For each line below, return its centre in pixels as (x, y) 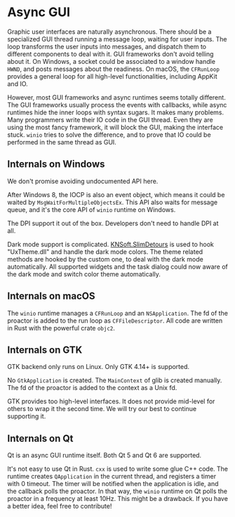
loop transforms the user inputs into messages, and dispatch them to (107, 46)
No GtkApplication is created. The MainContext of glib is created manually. (115, 380)
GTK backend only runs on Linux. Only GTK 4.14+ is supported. (99, 367)
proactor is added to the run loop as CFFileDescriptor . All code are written (115, 321)
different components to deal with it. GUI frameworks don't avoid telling (110, 54)
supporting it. (27, 416)
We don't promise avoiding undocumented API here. (83, 181)
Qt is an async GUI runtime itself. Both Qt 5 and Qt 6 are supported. (105, 455)
